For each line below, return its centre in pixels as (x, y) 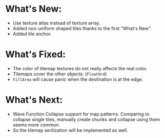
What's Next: (34, 100)
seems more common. (36, 125)
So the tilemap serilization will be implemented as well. (70, 130)
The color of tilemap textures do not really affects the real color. (80, 68)
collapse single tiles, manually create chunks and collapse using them (86, 119)
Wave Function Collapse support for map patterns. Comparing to (81, 114)
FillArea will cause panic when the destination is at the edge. (78, 79)
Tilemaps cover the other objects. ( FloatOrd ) (60, 74)
